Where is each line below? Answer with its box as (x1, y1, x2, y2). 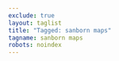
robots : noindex (8, 41, 62, 49)
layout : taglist (8, 19, 62, 27)
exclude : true (8, 11, 56, 20)
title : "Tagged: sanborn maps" (8, 26, 112, 34)
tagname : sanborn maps (8, 33, 83, 42)
